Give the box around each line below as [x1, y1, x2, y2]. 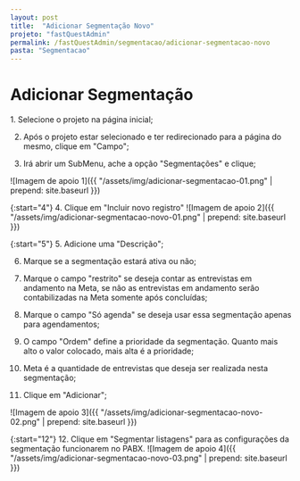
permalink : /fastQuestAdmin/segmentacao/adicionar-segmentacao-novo [10, 37, 271, 47]
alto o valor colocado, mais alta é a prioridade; [22, 345, 195, 357]
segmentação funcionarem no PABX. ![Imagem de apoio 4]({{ [10, 444, 236, 454]
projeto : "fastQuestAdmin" [10, 29, 111, 38]
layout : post [10, 12, 59, 22]
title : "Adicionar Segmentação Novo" [10, 21, 154, 30]
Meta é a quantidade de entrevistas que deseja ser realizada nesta [22, 363, 269, 374]
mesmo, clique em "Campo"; [22, 141, 129, 152]
